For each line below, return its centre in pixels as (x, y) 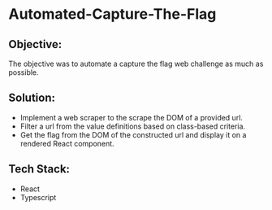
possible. (24, 72)
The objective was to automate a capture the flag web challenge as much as (136, 63)
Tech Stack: (39, 169)
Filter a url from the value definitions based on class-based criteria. (133, 126)
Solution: (32, 98)
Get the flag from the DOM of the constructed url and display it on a (133, 134)
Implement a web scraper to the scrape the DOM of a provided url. (132, 117)
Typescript (38, 197)
